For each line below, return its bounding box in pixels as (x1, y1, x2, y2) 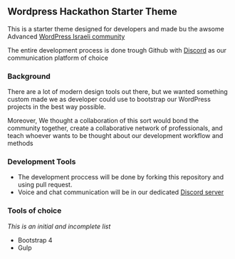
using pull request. (17, 181, 73, 189)
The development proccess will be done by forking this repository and (17, 173, 224, 181)
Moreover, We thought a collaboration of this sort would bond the (7, 117, 199, 125)
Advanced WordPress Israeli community (7, 32, 125, 41)
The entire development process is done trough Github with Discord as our (7, 46, 226, 54)
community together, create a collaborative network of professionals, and (7, 124, 223, 132)
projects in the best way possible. (7, 102, 106, 111)
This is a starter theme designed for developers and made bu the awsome (7, 24, 224, 33)
